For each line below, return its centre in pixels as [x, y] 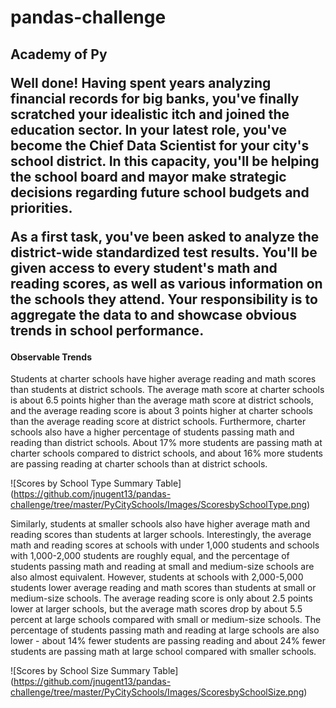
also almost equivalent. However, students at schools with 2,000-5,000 [157, 577]
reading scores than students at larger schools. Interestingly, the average [161, 535]
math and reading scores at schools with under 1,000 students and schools [165, 545]
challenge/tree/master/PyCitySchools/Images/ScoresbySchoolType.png [158, 505]
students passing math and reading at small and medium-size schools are [162, 567]
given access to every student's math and [144, 267]
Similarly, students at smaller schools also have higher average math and [160, 524]
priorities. [41, 207]
